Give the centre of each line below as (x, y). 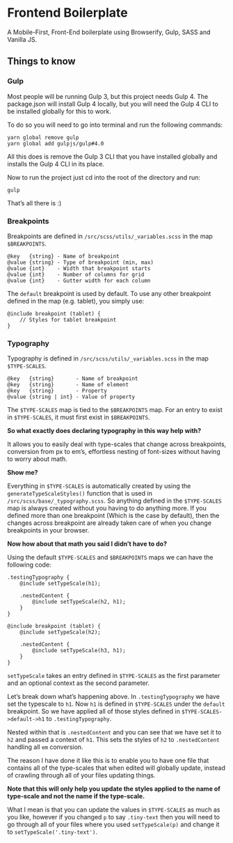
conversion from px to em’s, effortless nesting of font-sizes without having (114, 452)
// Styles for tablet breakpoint (68, 320)
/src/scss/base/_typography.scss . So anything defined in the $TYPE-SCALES (114, 501)
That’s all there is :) (34, 203)
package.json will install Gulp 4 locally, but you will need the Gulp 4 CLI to (113, 104)
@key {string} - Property (57, 391)
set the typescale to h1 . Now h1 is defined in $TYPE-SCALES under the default (116, 704)
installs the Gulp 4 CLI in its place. (56, 164)
